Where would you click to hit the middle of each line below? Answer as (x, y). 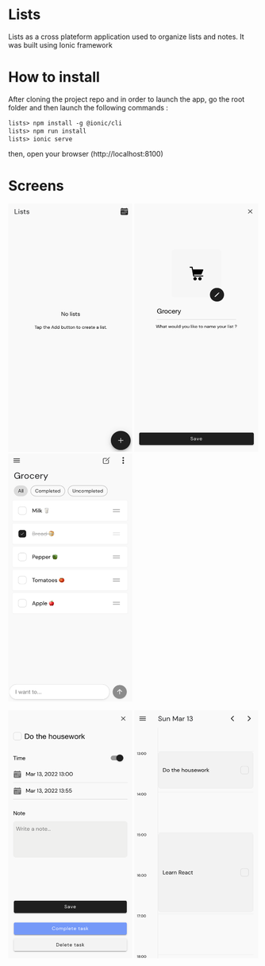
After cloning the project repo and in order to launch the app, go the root (127, 99)
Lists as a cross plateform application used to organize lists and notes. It (126, 37)
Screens (36, 186)
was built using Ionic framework (60, 44)
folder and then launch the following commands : (88, 107)
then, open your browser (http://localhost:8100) (86, 153)
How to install (54, 77)
